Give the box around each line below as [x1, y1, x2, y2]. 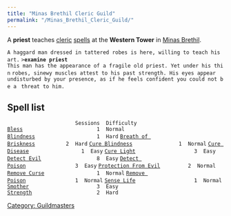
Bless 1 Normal [7, 126, 125, 133]
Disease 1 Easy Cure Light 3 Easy [7, 148, 216, 155]
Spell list [7, 101, 45, 113]
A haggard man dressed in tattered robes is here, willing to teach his [7, 49, 221, 56]
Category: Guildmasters [7, 202, 74, 210]
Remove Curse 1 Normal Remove [7, 170, 145, 177]
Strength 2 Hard [7, 189, 119, 197]
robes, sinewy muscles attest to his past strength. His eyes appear [12, 70, 216, 77]
